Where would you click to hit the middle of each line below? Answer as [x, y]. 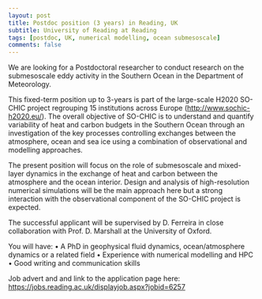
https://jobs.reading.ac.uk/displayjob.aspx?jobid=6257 [97, 287]
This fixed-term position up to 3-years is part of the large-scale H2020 [123, 100]
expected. [24, 207]
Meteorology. [30, 85]
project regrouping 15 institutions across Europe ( [107, 108]
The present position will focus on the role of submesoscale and [112, 165]
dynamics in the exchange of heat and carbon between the [122, 174]
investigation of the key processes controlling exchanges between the [122, 133]
